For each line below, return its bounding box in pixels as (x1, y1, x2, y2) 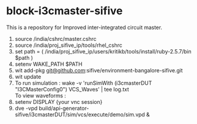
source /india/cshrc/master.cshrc (14, 35, 97, 42)
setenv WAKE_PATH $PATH (14, 61, 82, 68)
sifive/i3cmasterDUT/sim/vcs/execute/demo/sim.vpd (14, 111, 145, 118)
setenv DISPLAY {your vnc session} (14, 98, 103, 105)
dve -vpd (14, 104, 38, 112)
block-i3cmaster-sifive (6, 4, 123, 18)
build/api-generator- (38, 104, 90, 112)
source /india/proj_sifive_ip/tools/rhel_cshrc (14, 42, 122, 49)
